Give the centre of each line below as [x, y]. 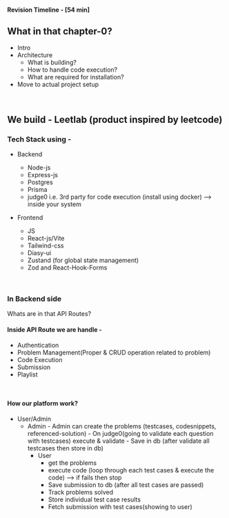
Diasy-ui [39, 253]
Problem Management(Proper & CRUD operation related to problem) [114, 352]
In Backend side [34, 299]
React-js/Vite [46, 239]
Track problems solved [81, 492]
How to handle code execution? [72, 70]
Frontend [30, 218]
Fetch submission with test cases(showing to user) [120, 506]
